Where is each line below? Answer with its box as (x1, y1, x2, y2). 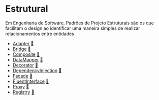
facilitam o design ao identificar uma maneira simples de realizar (5, 25, 141, 31)
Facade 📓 (12, 73, 33, 79)
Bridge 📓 (12, 46, 31, 52)
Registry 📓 (12, 89, 35, 95)
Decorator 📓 (12, 62, 38, 68)
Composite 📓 (12, 51, 40, 57)
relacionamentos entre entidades (5, 30, 75, 37)
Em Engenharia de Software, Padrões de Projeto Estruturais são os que (5, 20, 154, 26)
